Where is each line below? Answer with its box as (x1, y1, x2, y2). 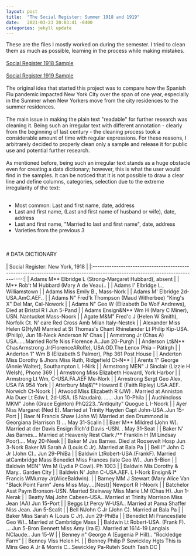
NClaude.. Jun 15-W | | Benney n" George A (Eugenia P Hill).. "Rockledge (6, 531, 182, 538)
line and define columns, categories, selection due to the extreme (6, 178, 164, 185)
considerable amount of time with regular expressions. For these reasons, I (6, 134, 187, 141)
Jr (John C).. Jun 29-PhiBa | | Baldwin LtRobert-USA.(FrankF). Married (6, 450, 176, 457)
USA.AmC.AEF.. (6, 294, 44, 301)
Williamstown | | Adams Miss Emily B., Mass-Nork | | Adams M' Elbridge (6, 288, 180, 295)
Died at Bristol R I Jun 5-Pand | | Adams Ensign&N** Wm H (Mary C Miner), (6, 307, 189, 314)
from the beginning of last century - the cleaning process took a (6, 128, 161, 135)
